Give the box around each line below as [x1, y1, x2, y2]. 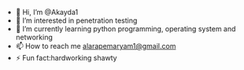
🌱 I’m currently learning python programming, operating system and [15, 24, 236, 33]
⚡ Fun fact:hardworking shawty [15, 53, 117, 62]
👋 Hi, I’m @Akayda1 [15, 8, 79, 17]
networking [15, 32, 54, 42]
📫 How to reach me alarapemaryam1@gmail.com [15, 42, 176, 50]
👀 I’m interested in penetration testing [15, 16, 138, 25]
